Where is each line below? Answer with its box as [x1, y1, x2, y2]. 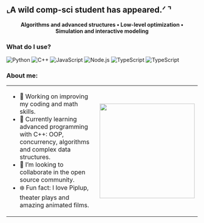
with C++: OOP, [19, 130, 64, 139]
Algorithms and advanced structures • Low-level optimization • [20, 21, 184, 28]
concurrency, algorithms [19, 138, 90, 146]
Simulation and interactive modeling [55, 27, 149, 35]
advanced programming [19, 122, 89, 131]
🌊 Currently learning [19, 115, 77, 124]
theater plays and [19, 193, 70, 202]
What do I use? [6, 42, 52, 51]
